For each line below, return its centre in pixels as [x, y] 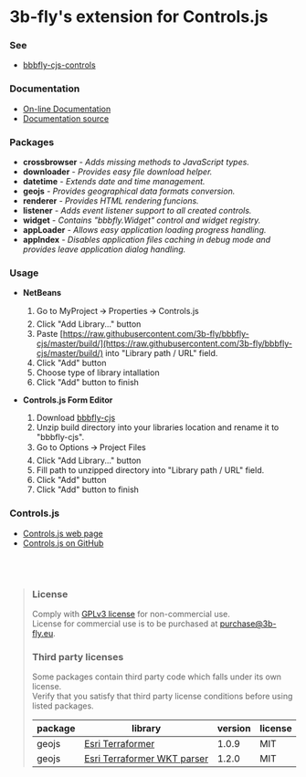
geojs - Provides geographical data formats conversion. [129, 191]
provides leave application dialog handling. [104, 249]
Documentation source [66, 118]
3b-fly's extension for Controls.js [139, 17]
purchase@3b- [248, 624]
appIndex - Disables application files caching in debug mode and [147, 240]
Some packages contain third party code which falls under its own [156, 677]
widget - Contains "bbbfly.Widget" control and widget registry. [142, 220]
